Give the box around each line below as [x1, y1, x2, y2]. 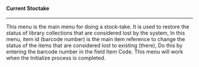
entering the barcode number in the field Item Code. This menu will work [6, 48, 184, 55]
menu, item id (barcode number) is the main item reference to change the [6, 36, 185, 43]
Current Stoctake [6, 5, 50, 12]
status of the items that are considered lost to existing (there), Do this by [6, 42, 183, 49]
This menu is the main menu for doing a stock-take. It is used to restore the [6, 24, 190, 31]
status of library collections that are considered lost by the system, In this [6, 29, 185, 36]
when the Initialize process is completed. [6, 55, 106, 62]
